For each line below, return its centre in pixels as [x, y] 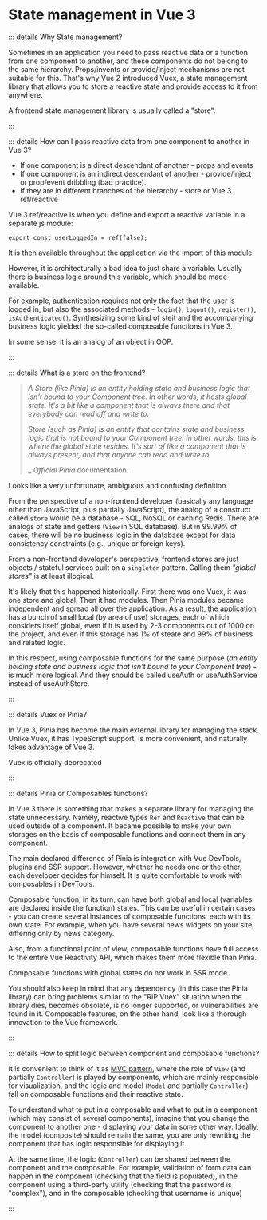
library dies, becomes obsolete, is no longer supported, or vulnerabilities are [133, 1005]
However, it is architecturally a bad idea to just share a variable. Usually [126, 268]
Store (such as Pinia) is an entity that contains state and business [136, 429]
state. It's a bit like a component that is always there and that [129, 405]
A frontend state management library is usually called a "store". [112, 110]
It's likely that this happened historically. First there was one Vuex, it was [128, 591]
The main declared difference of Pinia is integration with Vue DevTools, [125, 858]
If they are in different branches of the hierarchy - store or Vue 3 [126, 190]
